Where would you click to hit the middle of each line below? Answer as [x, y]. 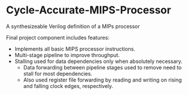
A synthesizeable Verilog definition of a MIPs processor [73, 26]
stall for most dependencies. [58, 73]
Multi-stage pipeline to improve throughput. [67, 55]
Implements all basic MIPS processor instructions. [75, 49]
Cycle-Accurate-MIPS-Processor [89, 10]
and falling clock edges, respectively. [68, 86]
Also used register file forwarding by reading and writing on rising [102, 80]
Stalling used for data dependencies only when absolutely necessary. [98, 61]
